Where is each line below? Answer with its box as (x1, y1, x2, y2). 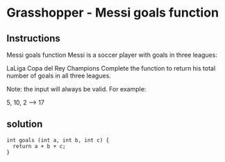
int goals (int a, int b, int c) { (6, 136, 110, 143)
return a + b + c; (12, 143, 67, 150)
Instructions (6, 33, 60, 44)
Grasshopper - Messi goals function (6, 5, 219, 21)
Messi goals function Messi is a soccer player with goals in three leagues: (6, 51, 218, 59)
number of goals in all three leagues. (6, 71, 112, 80)
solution (6, 118, 43, 130)
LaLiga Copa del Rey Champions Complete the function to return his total (6, 64, 216, 72)
